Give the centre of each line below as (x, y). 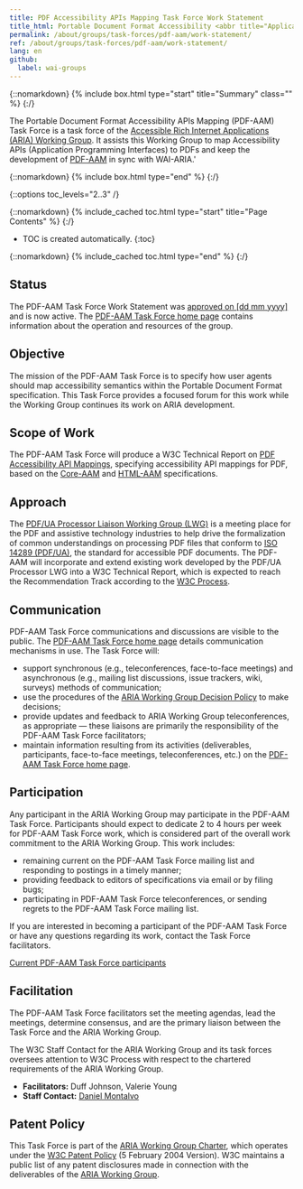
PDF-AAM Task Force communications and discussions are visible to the (144, 631)
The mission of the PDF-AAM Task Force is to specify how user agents (141, 376)
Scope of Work (52, 433)
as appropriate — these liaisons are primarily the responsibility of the (151, 725)
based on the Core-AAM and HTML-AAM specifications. (114, 474)
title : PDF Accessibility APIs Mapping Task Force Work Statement (137, 18)
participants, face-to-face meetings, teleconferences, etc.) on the (145, 754)
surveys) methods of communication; (92, 687)
